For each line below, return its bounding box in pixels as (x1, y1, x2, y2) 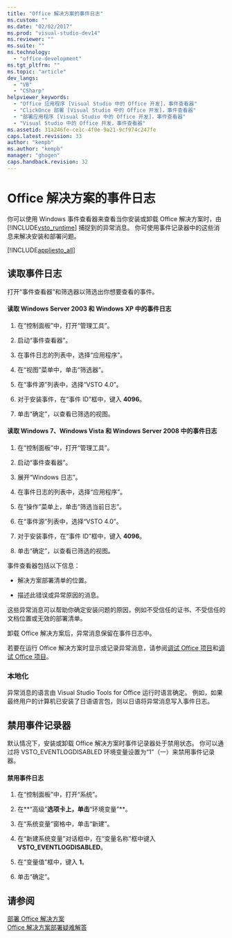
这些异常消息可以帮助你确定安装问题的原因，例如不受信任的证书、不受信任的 (7, 605, 226, 614)
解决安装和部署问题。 (19, 232, 80, 240)
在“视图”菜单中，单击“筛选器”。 (17, 365, 107, 374)
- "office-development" (13, 55, 82, 62)
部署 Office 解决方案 (7, 914, 64, 923)
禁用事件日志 (7, 774, 44, 782)
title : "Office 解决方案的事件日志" (7, 10, 104, 17)
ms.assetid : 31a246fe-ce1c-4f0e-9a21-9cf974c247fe (7, 126, 157, 133)
